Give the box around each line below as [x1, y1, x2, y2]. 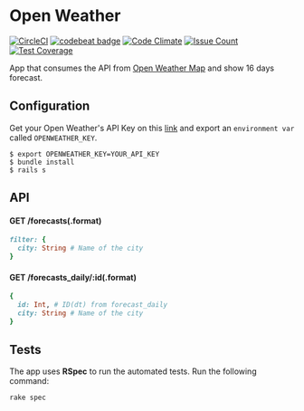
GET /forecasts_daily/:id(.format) [9, 272, 138, 282]
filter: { [9, 235, 47, 244]
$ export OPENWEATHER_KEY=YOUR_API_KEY [9, 149, 160, 158]
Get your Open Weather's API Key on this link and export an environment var [9, 122, 295, 133]
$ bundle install [9, 158, 75, 167]
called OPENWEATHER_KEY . [9, 132, 98, 143]
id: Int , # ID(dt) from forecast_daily [17, 301, 168, 310]
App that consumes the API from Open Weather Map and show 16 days [9, 62, 274, 73]
